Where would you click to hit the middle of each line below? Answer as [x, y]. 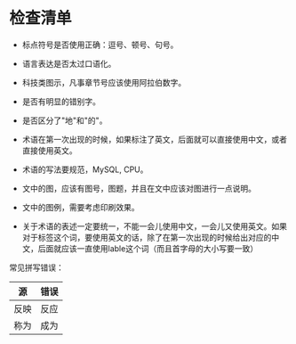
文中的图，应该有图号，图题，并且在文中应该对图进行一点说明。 [139, 188]
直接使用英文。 [49, 150]
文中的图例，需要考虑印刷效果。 [80, 207]
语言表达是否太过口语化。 [69, 63]
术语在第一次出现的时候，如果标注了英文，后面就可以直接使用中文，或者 [154, 139]
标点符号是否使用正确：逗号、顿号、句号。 [100, 45]
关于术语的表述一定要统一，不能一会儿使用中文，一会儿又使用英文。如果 [154, 226]
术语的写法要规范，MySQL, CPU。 [85, 169]
